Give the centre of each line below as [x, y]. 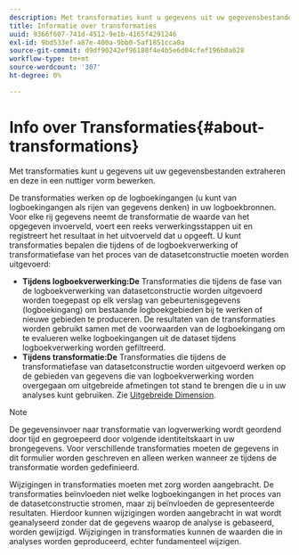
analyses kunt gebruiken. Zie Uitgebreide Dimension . [119, 395]
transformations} [74, 146]
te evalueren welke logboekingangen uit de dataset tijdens [129, 338]
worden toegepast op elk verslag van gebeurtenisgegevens [131, 300]
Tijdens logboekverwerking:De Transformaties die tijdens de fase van [152, 281]
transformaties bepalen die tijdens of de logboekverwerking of [124, 245]
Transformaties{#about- [172, 127]
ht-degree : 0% [36, 76]
